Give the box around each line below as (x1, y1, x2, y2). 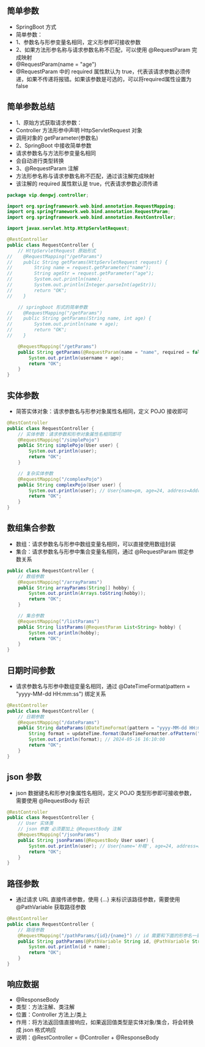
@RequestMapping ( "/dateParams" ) (18, 719, 100, 725)
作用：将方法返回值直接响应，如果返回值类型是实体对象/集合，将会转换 (15, 1018, 194, 1026)
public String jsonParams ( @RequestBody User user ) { (18, 837, 155, 843)
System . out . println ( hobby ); (29, 630, 100, 636)
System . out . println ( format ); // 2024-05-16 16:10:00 (29, 736, 165, 743)
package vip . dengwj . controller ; (7, 192, 89, 198)
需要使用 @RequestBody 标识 (15, 797, 90, 804)
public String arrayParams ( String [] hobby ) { (18, 585, 136, 591)
